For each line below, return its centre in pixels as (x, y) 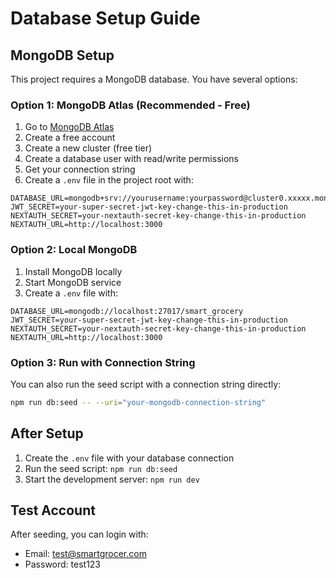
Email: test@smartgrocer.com (85, 554)
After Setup (47, 433)
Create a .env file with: (71, 293)
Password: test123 (63, 564)
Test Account (53, 510)
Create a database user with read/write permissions (131, 159)
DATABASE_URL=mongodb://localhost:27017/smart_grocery (127, 311)
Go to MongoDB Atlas (69, 127)
